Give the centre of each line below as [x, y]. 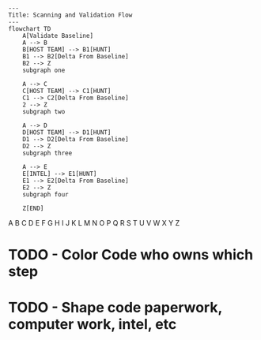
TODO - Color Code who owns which [131, 255]
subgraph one [44, 70]
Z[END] [33, 208]
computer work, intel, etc [93, 325]
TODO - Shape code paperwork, [115, 308]
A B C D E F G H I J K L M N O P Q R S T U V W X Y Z [94, 223]
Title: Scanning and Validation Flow [70, 15]
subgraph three [47, 153]
